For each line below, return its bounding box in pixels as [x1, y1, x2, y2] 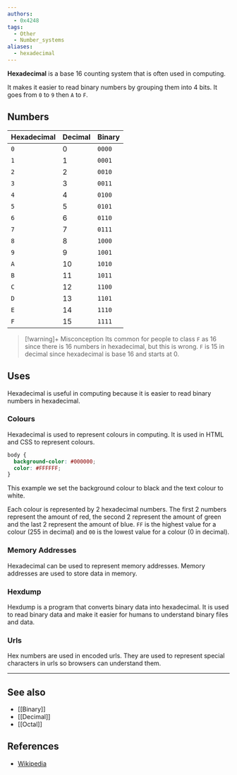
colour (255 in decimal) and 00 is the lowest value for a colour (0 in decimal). [7, 528, 230, 536]
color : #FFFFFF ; [13, 464, 61, 471]
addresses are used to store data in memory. [7, 569, 138, 578]
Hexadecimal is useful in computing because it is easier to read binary [7, 389, 212, 397]
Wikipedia [17, 759, 47, 768]
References [7, 740, 59, 752]
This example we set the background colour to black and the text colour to [7, 484, 224, 493]
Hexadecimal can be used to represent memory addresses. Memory [7, 561, 206, 570]
